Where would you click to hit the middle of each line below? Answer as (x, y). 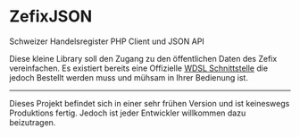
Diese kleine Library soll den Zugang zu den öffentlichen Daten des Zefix (143, 58)
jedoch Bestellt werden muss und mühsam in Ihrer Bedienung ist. (129, 77)
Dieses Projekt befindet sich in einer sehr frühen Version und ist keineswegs (150, 103)
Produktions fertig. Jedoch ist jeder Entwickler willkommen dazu (128, 113)
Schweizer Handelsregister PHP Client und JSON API (107, 41)
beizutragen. (33, 122)
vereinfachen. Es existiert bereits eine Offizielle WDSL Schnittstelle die (139, 68)
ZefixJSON (51, 17)
